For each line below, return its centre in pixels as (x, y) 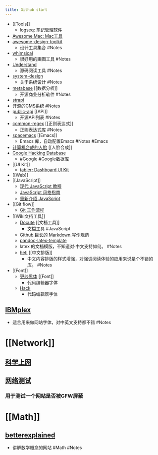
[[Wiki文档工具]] (29, 216)
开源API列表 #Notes (40, 117)
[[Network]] (30, 343)
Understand (25, 65)
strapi (18, 100)
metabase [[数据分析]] (35, 88)
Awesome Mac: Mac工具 (37, 36)
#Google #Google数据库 (44, 159)
